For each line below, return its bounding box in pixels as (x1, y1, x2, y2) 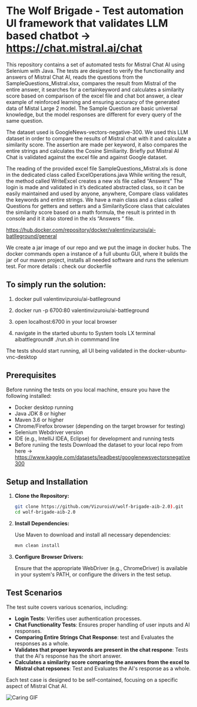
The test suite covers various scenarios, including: (6, 604, 128, 611)
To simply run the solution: (6, 280, 106, 290)
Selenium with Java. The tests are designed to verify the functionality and (6, 67, 185, 74)
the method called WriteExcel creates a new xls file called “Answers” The (6, 177, 183, 185)
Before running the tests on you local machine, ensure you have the (6, 386, 170, 393)
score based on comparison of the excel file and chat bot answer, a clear (6, 92, 183, 99)
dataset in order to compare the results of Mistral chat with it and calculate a (6, 135, 191, 142)
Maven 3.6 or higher (14, 416, 64, 423)
